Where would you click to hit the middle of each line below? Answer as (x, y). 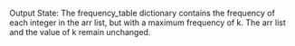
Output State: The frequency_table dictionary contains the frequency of (143, 13)
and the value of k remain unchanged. (80, 32)
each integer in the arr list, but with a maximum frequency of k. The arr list (148, 23)
